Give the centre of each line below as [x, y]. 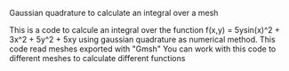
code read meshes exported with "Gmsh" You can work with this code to [143, 49]
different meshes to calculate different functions [97, 58]
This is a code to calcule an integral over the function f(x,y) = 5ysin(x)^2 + [144, 30]
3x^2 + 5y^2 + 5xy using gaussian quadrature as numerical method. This [142, 39]
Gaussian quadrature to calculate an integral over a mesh [114, 13]
